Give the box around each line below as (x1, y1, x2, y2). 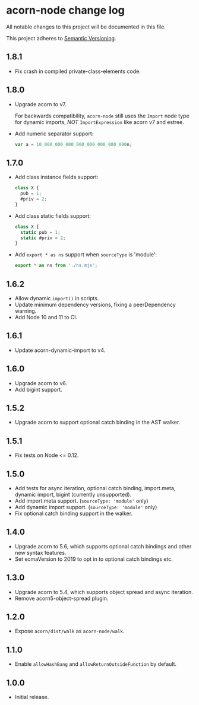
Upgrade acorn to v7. (14, 100, 67, 107)
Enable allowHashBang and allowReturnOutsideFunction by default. (14, 660, 177, 668)
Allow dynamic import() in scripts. (14, 294, 99, 301)
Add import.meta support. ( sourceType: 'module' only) (14, 497, 149, 504)
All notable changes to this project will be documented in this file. (6, 23, 166, 30)
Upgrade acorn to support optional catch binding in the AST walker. (14, 419, 181, 426)
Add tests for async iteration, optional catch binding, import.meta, (14, 485, 176, 491)
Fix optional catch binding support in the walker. (14, 510, 132, 517)
